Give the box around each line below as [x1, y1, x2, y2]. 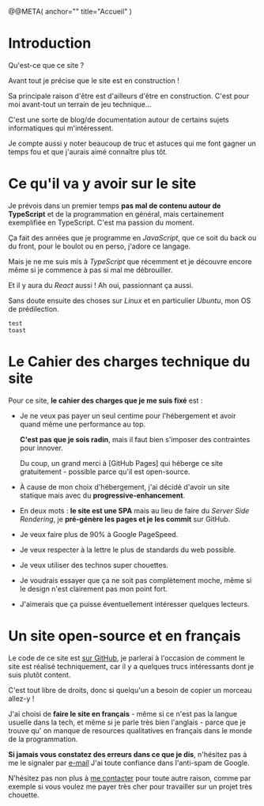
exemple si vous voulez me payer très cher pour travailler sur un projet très [8, 781, 253, 791]
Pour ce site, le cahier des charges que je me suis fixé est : [8, 395, 203, 405]
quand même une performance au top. [19, 419, 146, 429]
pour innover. [19, 443, 63, 452]
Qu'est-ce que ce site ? [8, 60, 85, 70]
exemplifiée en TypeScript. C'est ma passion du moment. [8, 218, 195, 227]
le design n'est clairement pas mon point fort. [19, 584, 168, 593]
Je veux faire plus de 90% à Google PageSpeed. [19, 529, 179, 539]
